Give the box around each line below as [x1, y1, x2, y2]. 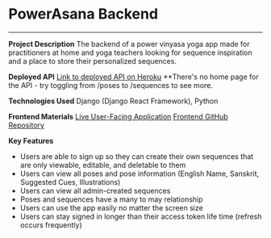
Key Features [8, 136, 54, 145]
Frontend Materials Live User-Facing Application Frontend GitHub [8, 111, 228, 121]
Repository [8, 120, 44, 130]
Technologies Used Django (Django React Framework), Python [8, 96, 219, 106]
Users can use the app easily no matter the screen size [19, 203, 203, 212]
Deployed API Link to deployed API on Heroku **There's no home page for [8, 72, 260, 81]
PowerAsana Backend [8, 5, 159, 23]
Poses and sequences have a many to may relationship [19, 194, 203, 204]
